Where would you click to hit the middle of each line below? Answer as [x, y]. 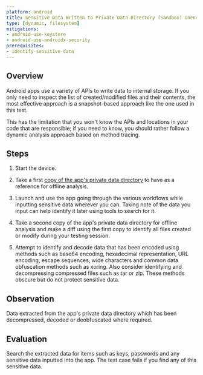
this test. [17, 110]
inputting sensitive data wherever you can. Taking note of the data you [103, 204]
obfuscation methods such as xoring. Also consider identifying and [98, 267]
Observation [30, 299]
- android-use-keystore [36, 35]
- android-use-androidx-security [48, 40]
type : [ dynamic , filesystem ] [43, 23]
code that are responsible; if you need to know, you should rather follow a [98, 128]
